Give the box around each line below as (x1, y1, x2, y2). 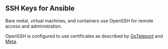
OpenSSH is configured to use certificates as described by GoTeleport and (5, 33, 163, 39)
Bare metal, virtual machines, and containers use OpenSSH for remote (5, 17, 154, 23)
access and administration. (5, 23, 62, 29)
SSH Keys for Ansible (5, 4, 75, 13)
